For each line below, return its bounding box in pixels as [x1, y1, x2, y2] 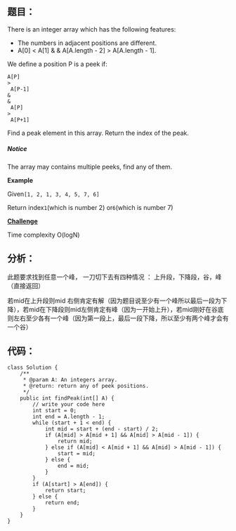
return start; [44, 487, 86, 494]
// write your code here [32, 401, 105, 408]
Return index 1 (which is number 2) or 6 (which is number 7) [7, 203, 173, 211]
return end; [44, 499, 80, 506]
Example [7, 176, 34, 184]
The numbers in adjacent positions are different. [17, 39, 157, 47]
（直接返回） [7, 281, 44, 289]
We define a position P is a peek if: [7, 60, 107, 68]
